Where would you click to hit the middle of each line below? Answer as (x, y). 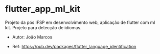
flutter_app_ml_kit (43, 9)
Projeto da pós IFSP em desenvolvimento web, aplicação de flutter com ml (80, 22)
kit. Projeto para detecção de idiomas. (43, 27)
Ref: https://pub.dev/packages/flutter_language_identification (74, 46)
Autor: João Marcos (32, 37)
